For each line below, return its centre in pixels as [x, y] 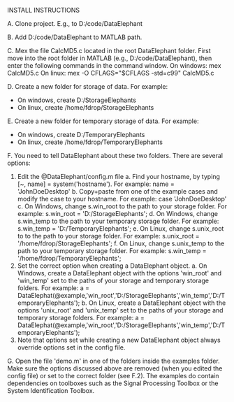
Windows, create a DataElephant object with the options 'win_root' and [119, 273]
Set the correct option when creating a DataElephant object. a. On [112, 266]
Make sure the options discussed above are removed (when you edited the [115, 368]
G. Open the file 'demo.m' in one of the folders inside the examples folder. [114, 361]
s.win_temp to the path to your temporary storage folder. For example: [118, 221]
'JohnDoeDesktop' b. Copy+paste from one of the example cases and [117, 191]
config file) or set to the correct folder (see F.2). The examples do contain [113, 376]
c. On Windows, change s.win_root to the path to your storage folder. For [122, 206]
